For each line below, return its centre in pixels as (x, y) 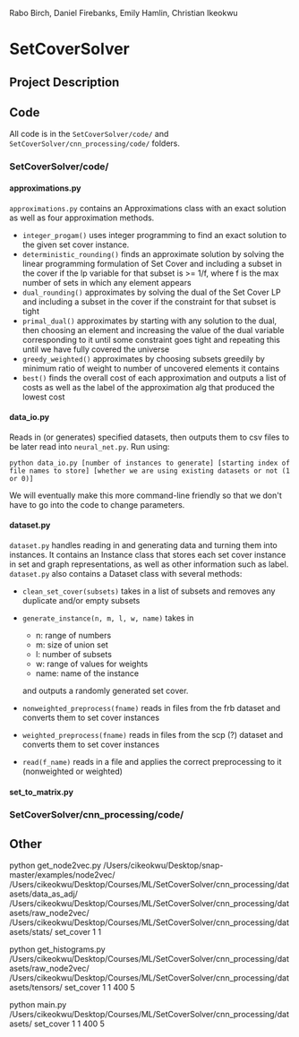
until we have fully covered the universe (96, 349)
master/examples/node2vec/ (62, 875)
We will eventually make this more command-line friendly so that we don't (145, 495)
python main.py (38, 1005)
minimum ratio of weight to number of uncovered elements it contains (151, 368)
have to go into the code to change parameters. (97, 504)
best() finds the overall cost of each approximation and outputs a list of (154, 377)
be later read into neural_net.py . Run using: (90, 446)
